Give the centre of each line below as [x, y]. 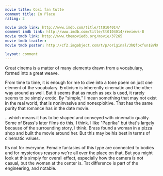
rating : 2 [15, 18]
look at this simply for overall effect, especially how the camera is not [74, 158]
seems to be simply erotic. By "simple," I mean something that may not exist [81, 98]
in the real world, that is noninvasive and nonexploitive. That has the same [79, 103]
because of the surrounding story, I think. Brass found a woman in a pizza [79, 128]
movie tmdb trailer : [26, 41]
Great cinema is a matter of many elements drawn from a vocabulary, [74, 68]
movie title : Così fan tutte [34, 9]
